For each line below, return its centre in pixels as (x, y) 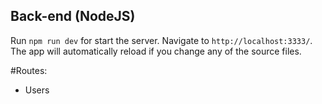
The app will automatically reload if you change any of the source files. (156, 51)
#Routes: (29, 70)
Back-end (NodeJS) (73, 16)
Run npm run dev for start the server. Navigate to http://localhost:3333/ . (161, 40)
